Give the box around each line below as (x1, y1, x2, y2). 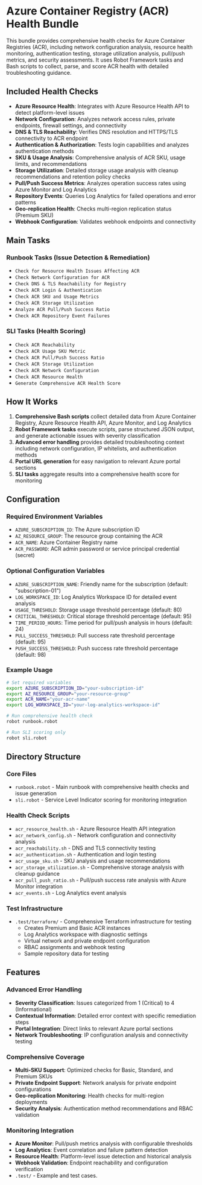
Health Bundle (6, 17, 79, 31)
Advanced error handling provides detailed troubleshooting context (14, 438, 185, 446)
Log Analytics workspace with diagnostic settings (24, 931, 148, 938)
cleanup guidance (14, 870, 60, 877)
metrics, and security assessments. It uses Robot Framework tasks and (6, 56, 183, 63)
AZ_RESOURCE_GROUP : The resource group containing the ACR (14, 532, 163, 540)
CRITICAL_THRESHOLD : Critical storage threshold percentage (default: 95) (14, 612, 192, 619)
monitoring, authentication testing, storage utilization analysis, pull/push (6, 49, 185, 57)
